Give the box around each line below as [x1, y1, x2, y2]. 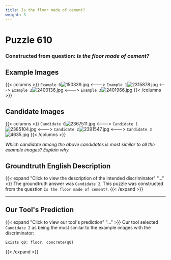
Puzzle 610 [5, 34, 52, 46]
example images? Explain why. [5, 147, 70, 153]
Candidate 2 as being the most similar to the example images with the [5, 224, 151, 230]
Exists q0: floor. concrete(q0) [5, 240, 74, 245]
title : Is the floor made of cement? [5, 7, 85, 13]
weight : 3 [5, 12, 26, 17]
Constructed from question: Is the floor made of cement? [5, 52, 150, 59]
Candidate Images [5, 107, 65, 116]
